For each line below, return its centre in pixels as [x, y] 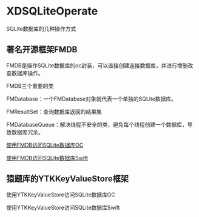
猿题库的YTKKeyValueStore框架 [68, 179]
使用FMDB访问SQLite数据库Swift [47, 158]
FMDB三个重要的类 [30, 85]
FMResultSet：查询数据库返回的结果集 [54, 112]
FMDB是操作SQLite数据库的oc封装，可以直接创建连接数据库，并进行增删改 [100, 65]
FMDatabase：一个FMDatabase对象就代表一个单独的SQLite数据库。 [92, 99]
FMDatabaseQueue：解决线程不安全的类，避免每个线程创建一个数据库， [97, 124]
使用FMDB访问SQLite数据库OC [45, 145]
